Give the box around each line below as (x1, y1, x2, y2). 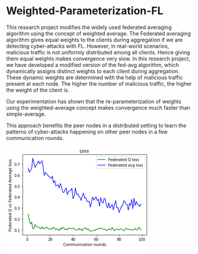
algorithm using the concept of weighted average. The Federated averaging (6, 30, 191, 37)
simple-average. (6, 110, 46, 118)
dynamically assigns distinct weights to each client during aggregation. (6, 67, 180, 74)
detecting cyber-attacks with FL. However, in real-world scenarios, (6, 43, 170, 50)
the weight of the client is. (6, 86, 70, 93)
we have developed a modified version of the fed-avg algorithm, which (6, 61, 179, 69)
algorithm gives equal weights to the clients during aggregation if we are (6, 36, 183, 43)
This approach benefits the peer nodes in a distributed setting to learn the (6, 122, 187, 129)
